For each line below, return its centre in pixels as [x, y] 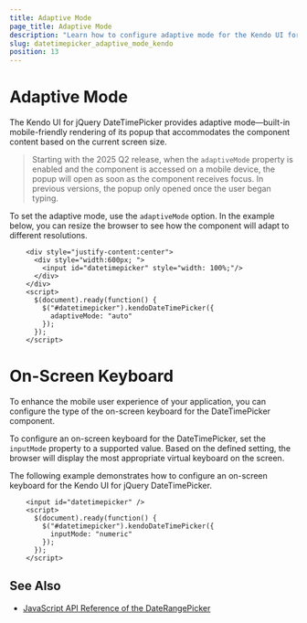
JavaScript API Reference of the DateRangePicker [116, 607]
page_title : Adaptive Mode [61, 26]
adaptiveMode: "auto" [91, 316]
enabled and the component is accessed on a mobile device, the [153, 169]
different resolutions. [49, 236]
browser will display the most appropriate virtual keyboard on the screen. [147, 458]
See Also [35, 586]
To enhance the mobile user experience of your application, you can [138, 401]
